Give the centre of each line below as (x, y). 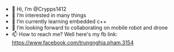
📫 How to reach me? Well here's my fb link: (64, 34)
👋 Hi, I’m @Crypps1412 (39, 9)
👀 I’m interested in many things (49, 15)
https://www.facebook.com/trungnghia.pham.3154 (73, 43)
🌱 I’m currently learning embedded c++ (59, 21)
